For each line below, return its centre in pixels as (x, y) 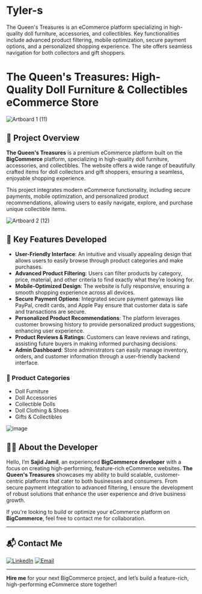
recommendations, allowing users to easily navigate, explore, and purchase (100, 203)
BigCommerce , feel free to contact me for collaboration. (76, 518)
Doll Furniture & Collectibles (117, 90)
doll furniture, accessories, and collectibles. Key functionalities (102, 33)
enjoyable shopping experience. (46, 178)
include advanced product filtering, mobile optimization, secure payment (96, 40)
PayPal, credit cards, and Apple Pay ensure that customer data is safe (101, 305)
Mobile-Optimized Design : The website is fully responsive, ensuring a (102, 286)
